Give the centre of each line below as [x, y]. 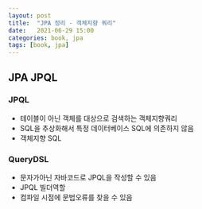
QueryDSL [29, 159]
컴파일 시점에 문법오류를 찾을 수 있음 [76, 197]
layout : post [30, 15]
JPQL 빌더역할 [43, 188]
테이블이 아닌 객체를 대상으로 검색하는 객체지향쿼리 [98, 118]
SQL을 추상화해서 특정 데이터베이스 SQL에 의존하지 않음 [107, 128]
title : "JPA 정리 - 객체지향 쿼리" [62, 23]
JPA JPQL [33, 77]
